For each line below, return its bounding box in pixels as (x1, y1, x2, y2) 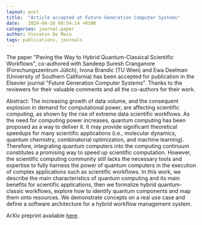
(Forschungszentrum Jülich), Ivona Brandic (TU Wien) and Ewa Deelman (6, 67, 188, 73)
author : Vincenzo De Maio (6, 31, 72, 37)
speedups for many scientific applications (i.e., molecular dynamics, (6, 129, 177, 137)
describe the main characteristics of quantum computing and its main (6, 175, 180, 181)
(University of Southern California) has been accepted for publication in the (6, 73, 195, 80)
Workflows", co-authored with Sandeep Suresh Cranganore (6, 60, 155, 67)
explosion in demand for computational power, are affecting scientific (6, 104, 180, 111)
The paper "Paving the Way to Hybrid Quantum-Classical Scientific (6, 54, 174, 60)
